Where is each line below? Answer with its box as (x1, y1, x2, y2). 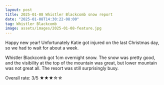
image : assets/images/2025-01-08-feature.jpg (5, 26, 101, 31)
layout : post (5, 7, 32, 12)
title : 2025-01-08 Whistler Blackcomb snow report (5, 12, 113, 17)
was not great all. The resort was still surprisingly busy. (5, 65, 119, 71)
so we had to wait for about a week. (5, 45, 79, 51)
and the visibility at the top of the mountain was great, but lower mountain (5, 60, 157, 66)
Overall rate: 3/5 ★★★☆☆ (5, 75, 63, 81)
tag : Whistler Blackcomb (5, 21, 57, 26)
